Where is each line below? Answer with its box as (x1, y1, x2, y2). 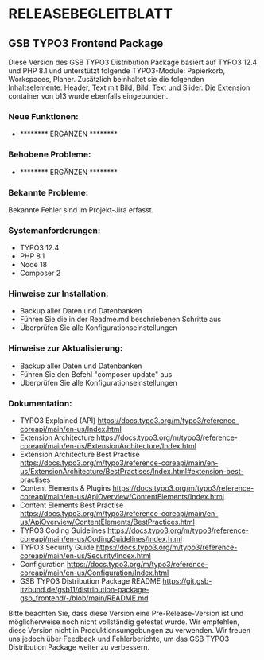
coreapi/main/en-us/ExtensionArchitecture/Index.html (19, 441, 197, 451)
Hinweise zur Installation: (8, 288, 109, 299)
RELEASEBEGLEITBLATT (8, 5, 173, 23)
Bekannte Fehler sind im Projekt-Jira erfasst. (8, 204, 154, 215)
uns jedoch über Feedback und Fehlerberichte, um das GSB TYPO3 (8, 634, 230, 644)
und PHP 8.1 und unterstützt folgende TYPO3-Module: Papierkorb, (8, 66, 226, 76)
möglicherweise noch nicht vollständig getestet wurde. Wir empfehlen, (8, 617, 240, 627)
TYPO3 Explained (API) (19, 416, 96, 425)
